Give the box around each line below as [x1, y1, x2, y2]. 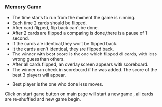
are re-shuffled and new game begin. [5, 96, 81, 102]
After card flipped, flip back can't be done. [12, 25, 99, 31]
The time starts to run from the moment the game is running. [12, 15, 136, 21]
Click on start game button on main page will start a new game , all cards [5, 91, 154, 97]
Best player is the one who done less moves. [12, 81, 104, 87]
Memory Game [5, 3, 42, 10]
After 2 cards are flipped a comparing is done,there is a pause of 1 [12, 30, 147, 36]
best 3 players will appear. [12, 72, 66, 78]
